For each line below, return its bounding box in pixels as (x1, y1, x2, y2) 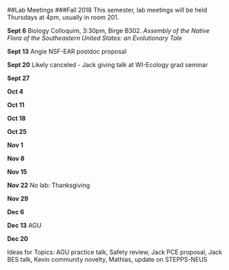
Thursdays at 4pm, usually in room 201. (7, 13, 119, 21)
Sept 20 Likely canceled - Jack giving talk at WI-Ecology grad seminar (7, 61, 208, 68)
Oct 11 (7, 101, 25, 109)
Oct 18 (7, 114, 26, 122)
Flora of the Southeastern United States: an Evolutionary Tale (7, 34, 183, 42)
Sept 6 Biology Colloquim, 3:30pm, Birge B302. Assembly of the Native (7, 27, 210, 35)
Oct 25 (7, 128, 27, 135)
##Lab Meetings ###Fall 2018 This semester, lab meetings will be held (7, 6, 208, 14)
